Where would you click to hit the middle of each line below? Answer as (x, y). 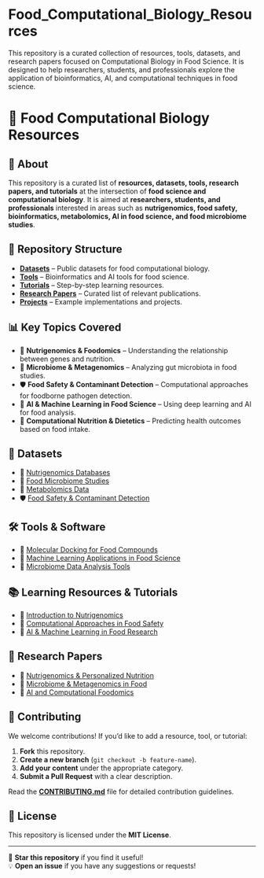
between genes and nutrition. (67, 359)
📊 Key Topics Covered (65, 328)
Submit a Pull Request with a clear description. (96, 776)
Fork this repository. (52, 751)
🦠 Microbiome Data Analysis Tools (75, 566)
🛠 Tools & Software (57, 527)
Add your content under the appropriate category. (101, 768)
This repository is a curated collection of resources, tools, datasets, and (125, 53)
